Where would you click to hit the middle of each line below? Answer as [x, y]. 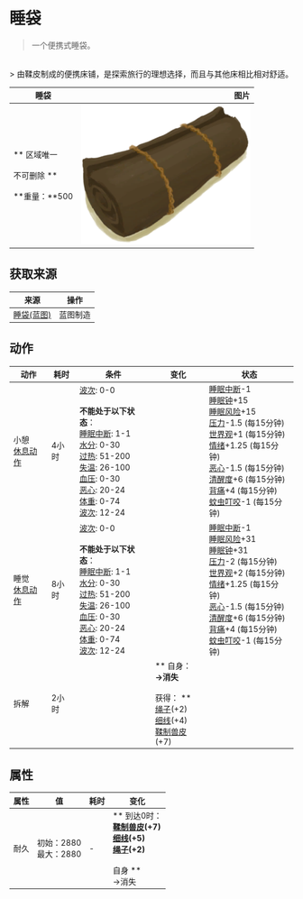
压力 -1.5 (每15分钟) [247, 423]
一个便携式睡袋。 [63, 45]
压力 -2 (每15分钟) [243, 561]
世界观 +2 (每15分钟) [247, 573]
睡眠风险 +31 [233, 538]
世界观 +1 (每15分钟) [247, 435]
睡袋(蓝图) [32, 315]
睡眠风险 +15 [233, 412]
